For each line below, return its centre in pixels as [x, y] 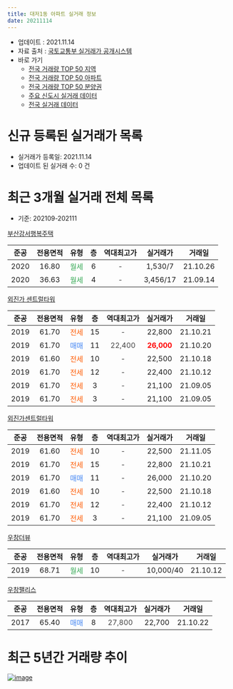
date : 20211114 [30, 21]
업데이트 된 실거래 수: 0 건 [54, 166]
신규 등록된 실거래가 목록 [75, 136]
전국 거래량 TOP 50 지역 [62, 69]
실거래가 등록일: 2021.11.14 [55, 157]
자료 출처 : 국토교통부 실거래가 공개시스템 [75, 51]
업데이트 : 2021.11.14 [46, 42]
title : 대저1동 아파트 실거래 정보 [52, 14]
